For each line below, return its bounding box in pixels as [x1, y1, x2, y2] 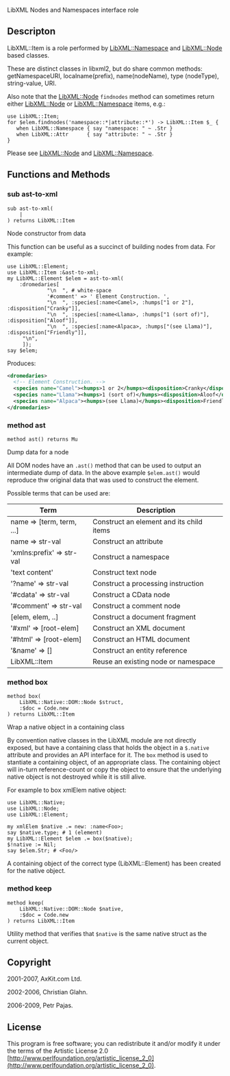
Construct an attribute [92, 537, 164, 546]
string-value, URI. [7, 79, 57, 87]
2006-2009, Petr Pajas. [7, 1001, 73, 1009]
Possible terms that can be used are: [7, 489, 111, 498]
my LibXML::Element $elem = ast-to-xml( [7, 274, 125, 282]
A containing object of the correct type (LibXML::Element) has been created [7, 859, 221, 867]
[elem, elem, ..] [10, 612, 59, 622]
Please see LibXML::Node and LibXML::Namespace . [7, 149, 154, 157]
